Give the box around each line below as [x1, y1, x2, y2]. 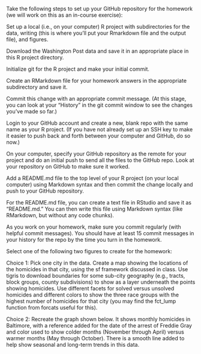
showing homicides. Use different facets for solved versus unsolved [6, 285, 175, 292]
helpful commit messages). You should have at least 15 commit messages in [6, 230, 194, 236]
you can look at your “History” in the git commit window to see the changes [6, 101, 193, 109]
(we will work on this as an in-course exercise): [6, 11, 123, 19]
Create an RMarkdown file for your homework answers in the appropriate [6, 77, 187, 84]
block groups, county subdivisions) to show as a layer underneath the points [6, 278, 196, 286]
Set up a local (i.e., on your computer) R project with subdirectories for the [6, 23, 190, 30]
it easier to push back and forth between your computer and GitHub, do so [6, 132, 191, 139]
